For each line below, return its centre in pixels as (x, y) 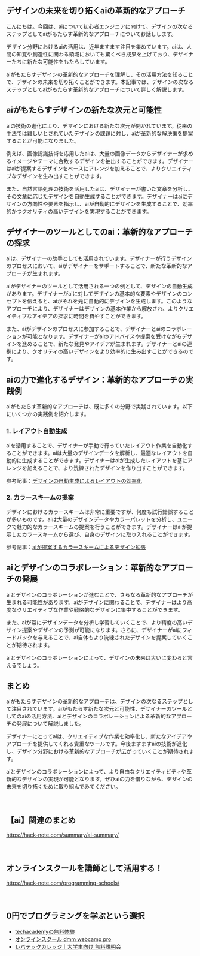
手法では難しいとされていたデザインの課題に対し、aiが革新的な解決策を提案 (100, 133)
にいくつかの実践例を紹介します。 (48, 414)
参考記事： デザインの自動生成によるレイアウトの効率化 (74, 480)
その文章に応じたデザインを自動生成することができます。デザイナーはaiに (97, 196)
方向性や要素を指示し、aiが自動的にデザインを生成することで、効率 (110, 203)
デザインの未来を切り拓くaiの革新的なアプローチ (96, 11)
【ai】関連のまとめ (41, 820)
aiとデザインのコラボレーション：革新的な (84, 568)
